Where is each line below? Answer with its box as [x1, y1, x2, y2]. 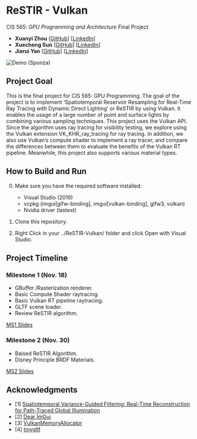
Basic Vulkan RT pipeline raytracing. [14, 297, 104, 304]
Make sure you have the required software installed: [14, 182, 142, 189]
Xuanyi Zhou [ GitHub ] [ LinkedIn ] [14, 35, 96, 42]
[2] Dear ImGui [14, 413, 52, 421]
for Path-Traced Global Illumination [14, 407, 100, 414]
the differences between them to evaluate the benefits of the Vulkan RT [6, 142, 181, 150]
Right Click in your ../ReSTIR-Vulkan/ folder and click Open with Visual [14, 229, 186, 236]
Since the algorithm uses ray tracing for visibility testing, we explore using [6, 123, 187, 131]
